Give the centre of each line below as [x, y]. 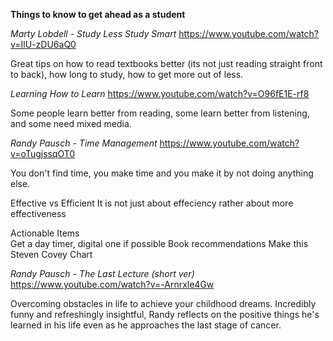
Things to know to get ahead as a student [98, 14]
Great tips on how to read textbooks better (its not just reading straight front [166, 63]
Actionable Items [45, 233]
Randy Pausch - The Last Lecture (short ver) [102, 273]
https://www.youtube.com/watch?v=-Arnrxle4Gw [112, 284]
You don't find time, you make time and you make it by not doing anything [162, 173]
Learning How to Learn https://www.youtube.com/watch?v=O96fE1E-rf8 [160, 93]
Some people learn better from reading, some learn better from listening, [160, 113]
